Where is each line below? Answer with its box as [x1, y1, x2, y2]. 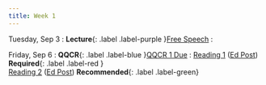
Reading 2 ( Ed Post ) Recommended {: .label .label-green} [8, 66, 200, 77]
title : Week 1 [8, 11, 57, 20]
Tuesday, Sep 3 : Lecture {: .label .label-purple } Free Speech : [8, 34, 213, 44]
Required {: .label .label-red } [8, 58, 104, 68]
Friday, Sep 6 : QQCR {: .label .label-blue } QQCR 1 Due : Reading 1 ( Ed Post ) [8, 49, 259, 59]
